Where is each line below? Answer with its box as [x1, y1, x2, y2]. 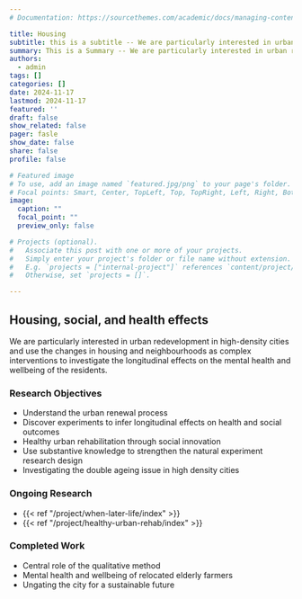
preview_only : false [17, 221, 94, 230]
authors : [9, 55, 42, 64]
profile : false [9, 155, 67, 164]
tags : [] [9, 71, 42, 81]
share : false [9, 147, 58, 156]
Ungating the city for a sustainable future [22, 579, 175, 590]
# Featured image [9, 171, 75, 180]
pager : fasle [9, 130, 58, 139]
